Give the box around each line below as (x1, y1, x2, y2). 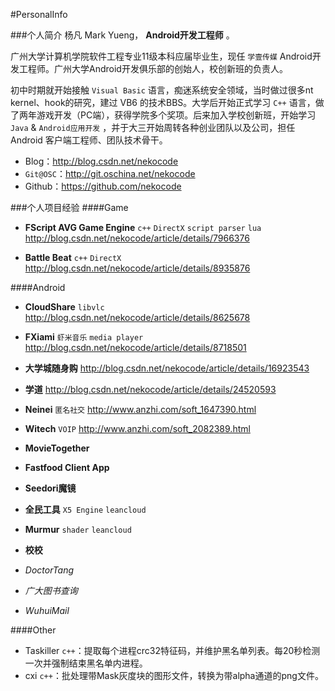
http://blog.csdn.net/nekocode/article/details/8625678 (24, 312, 251, 323)
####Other (10, 624, 57, 636)
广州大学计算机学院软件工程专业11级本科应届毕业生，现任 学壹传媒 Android (10, 50, 313, 62)
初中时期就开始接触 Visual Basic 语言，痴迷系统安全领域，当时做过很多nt (10, 84, 314, 96)
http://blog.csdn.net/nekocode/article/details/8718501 (24, 342, 247, 353)
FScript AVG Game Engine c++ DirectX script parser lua (24, 222, 262, 233)
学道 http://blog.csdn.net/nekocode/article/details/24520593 (24, 384, 277, 395)
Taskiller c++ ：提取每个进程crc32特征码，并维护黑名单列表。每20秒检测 (24, 645, 321, 656)
